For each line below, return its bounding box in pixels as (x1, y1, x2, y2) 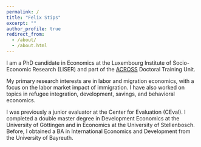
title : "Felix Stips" (6, 15, 61, 21)
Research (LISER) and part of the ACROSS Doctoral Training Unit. (32, 65, 196, 73)
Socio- (172, 59, 190, 67)
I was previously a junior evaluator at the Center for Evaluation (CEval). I (6, 108, 186, 116)
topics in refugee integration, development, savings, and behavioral (6, 90, 175, 97)
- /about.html (12, 43, 47, 49)
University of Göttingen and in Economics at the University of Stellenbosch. (6, 121, 196, 128)
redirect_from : (6, 31, 45, 38)
